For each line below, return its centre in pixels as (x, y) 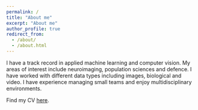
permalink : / (23, 12)
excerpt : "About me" (32, 23)
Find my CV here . (28, 100)
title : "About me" (29, 18)
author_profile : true (33, 29)
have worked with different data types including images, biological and (94, 76)
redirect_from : (25, 34)
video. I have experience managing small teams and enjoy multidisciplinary (99, 82)
